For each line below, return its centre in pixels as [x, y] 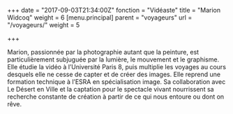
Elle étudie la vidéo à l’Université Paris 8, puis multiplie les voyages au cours [117, 67]
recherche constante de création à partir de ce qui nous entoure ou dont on [116, 97]
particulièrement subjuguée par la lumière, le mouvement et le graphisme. [113, 59]
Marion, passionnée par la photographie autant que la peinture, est [103, 52]
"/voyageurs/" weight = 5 [44, 25]
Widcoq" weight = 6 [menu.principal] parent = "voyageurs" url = [100, 17]
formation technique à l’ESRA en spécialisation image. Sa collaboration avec [116, 82]
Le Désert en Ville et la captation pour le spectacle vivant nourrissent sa [111, 89]
